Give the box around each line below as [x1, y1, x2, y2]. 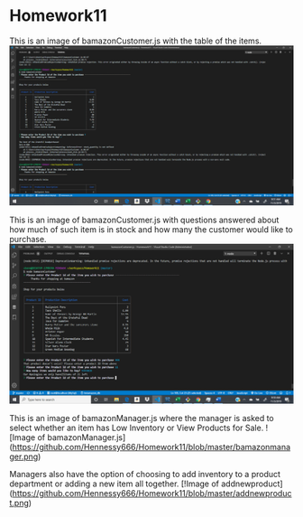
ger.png [9, 451, 39, 462]
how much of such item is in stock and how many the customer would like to [9, 223, 293, 235]
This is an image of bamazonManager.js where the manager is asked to [9, 412, 275, 423]
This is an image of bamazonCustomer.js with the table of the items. [9, 35, 262, 46]
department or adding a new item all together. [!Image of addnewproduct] [9, 478, 283, 489]
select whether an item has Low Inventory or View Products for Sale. [9, 422, 264, 433]
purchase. [9, 233, 47, 244]
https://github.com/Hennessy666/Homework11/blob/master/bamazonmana [12, 441, 291, 452]
